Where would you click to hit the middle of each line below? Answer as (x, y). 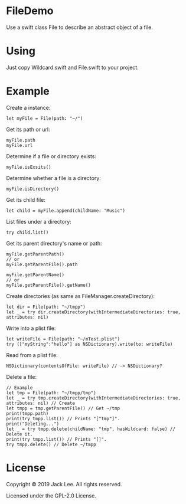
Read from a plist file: (32, 355)
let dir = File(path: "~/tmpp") (46, 307)
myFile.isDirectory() (33, 189)
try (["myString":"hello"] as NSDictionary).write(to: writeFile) (89, 344)
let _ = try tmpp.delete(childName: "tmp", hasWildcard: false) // (91, 429)
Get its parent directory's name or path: (54, 243)
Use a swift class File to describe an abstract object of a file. (80, 27)
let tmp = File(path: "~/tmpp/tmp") (51, 393)
